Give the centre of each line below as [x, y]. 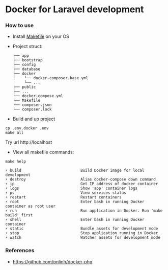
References [20, 251]
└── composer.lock [32, 109]
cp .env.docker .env [27, 128]
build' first [19, 215]
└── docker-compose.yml [38, 96]
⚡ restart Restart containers [64, 197]
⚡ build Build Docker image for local [75, 171]
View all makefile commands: [43, 152]
